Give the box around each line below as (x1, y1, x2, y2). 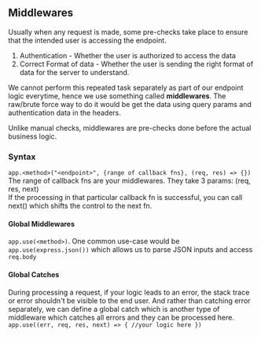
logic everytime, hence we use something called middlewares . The (8, 91, 226, 101)
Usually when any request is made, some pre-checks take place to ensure (8, 27, 248, 36)
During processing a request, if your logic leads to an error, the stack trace (8, 287, 250, 297)
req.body (8, 254, 37, 261)
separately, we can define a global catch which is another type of (8, 304, 220, 313)
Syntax (8, 151, 36, 162)
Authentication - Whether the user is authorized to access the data (19, 50, 236, 60)
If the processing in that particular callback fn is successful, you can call (8, 193, 243, 202)
